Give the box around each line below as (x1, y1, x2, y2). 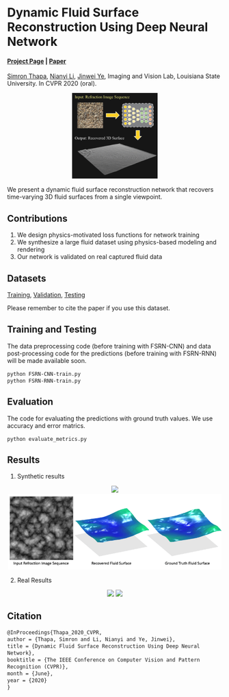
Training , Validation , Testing (7, 291, 85, 299)
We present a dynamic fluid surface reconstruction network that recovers (7, 186, 214, 194)
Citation (7, 610, 42, 622)
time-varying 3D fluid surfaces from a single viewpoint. (7, 193, 163, 201)
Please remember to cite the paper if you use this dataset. (7, 304, 171, 312)
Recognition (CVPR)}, (7, 663, 69, 670)
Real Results (16, 576, 53, 585)
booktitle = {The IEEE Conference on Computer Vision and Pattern (7, 657, 200, 663)
